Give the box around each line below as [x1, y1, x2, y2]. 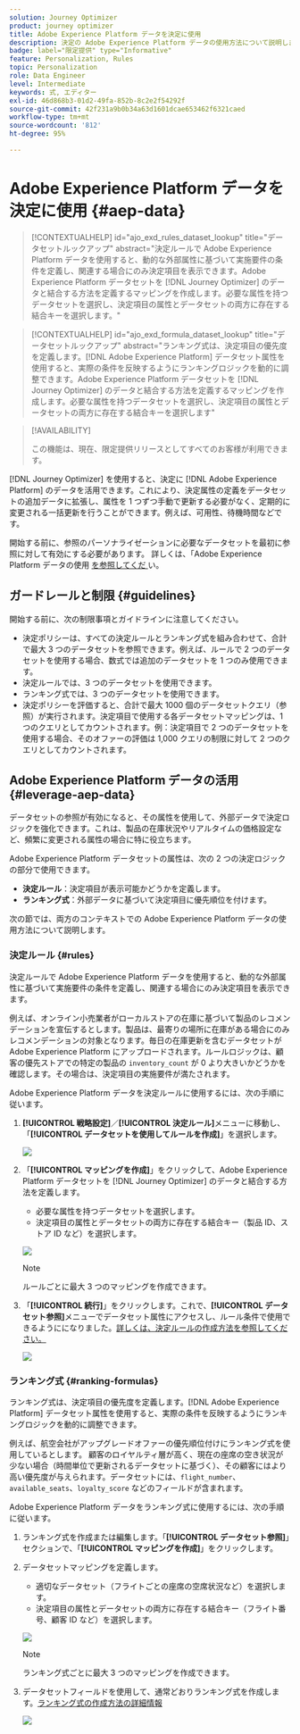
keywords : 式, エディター [9, 88, 97, 96]
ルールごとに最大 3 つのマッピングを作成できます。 [21, 1280, 212, 1291]
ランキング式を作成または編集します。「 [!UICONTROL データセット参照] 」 [21, 1532, 290, 1543]
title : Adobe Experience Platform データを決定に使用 [9, 29, 202, 38]
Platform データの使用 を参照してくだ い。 [9, 559, 164, 570]
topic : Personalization [9, 63, 98, 72]
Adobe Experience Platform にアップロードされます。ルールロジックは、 [9, 1046, 277, 1056]
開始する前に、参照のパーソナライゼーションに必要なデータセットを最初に [9, 537, 283, 547]
